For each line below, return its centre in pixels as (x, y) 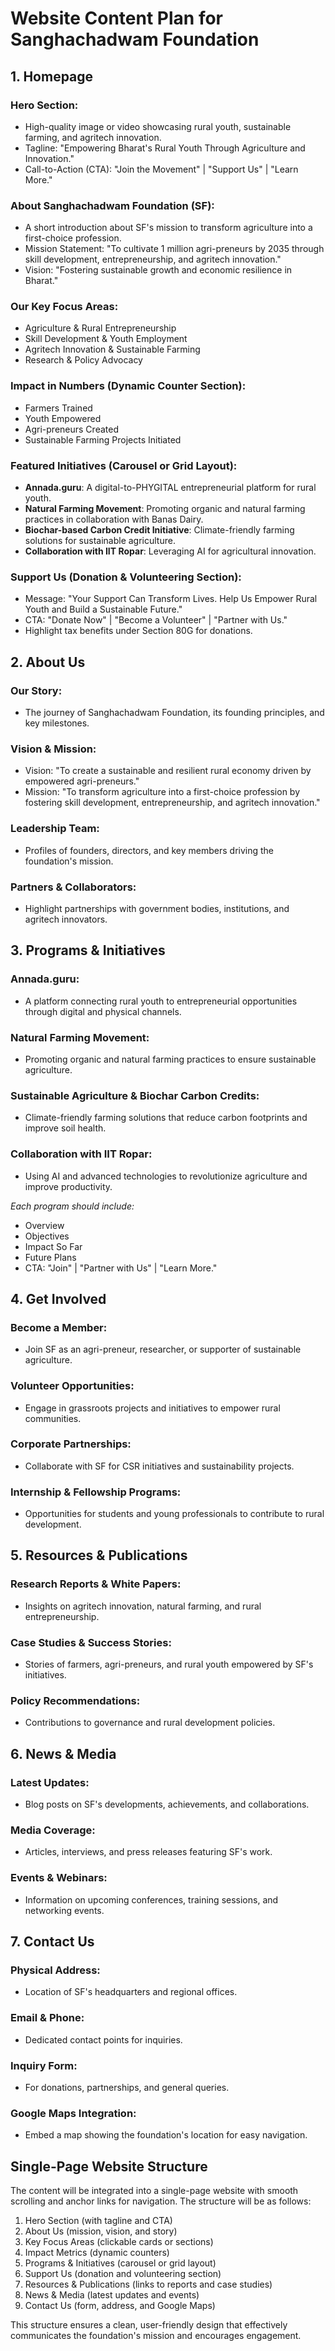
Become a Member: (59, 1327)
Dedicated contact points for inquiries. (103, 2039)
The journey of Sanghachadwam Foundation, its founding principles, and (174, 713)
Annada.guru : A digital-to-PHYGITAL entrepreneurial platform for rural (170, 488)
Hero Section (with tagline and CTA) (98, 2221)
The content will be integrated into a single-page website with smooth (154, 2191)
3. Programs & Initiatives (88, 950)
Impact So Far (53, 1246)
